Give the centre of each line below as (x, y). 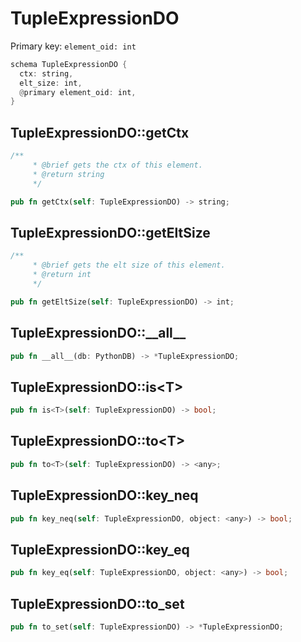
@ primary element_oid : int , (78, 92)
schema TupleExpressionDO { (69, 64)
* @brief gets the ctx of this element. (117, 165)
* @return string (68, 174)
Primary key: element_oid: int (73, 46)
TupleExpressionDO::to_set (97, 603)
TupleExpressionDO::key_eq (100, 549)
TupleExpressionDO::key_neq (104, 495)
